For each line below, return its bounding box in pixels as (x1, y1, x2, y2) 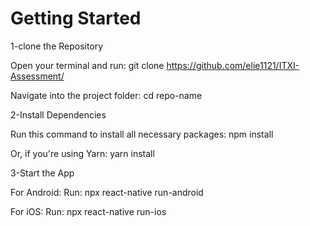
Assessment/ (10, 70, 65, 82)
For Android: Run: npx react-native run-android (10, 186, 204, 198)
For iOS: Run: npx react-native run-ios (10, 205, 167, 217)
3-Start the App (10, 167, 75, 179)
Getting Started (10, 7, 142, 30)
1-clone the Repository (10, 40, 104, 52)
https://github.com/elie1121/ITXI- (166, 59, 300, 71)
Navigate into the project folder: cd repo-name (10, 89, 203, 101)
